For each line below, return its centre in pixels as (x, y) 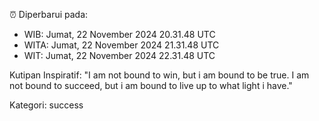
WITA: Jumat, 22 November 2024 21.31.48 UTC (121, 45)
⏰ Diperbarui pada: (49, 14)
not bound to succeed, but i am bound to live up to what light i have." (151, 85)
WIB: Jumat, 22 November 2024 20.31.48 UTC (119, 34)
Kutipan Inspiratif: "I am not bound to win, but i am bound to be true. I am (159, 75)
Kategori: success (46, 105)
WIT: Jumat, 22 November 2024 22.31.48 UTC (119, 55)
